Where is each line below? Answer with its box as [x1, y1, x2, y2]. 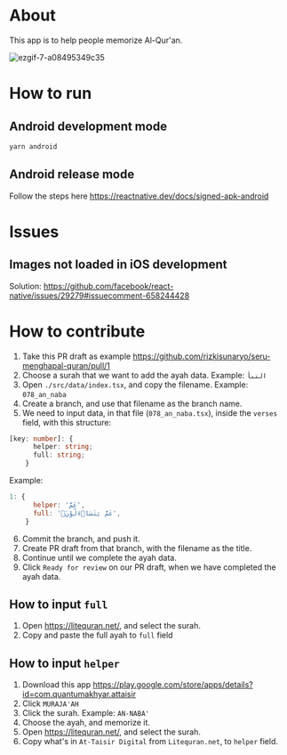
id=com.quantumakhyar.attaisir [21, 689, 136, 700]
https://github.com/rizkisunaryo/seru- [132, 351, 271, 361]
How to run [9, 84, 92, 103]
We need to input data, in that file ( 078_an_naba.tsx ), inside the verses [21, 407, 278, 418]
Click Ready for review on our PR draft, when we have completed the [21, 562, 277, 572]
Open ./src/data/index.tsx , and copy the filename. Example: [21, 379, 249, 390]
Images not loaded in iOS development [9, 257, 227, 272]
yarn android [9, 142, 58, 151]
